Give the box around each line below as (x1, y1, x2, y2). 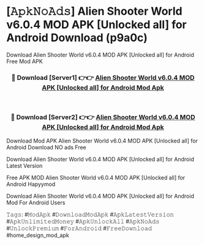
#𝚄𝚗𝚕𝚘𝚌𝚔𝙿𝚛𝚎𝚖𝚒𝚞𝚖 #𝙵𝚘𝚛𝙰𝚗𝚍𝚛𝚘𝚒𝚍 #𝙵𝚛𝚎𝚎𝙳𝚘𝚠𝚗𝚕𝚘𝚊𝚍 (6, 224, 152, 231)
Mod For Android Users (6, 198, 66, 206)
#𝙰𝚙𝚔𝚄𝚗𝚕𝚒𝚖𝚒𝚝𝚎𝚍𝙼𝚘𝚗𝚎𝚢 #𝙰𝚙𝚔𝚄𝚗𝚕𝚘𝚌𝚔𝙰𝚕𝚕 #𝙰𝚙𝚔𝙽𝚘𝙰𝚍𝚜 (6, 217, 160, 225)
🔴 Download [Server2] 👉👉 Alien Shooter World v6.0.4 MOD (10, 113, 195, 122)
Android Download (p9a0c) (6, 31, 148, 45)
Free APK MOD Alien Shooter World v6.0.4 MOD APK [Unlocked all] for (6, 174, 186, 181)
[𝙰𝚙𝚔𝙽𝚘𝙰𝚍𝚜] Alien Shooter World (6, 4, 183, 18)
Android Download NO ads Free (6, 143, 87, 151)
